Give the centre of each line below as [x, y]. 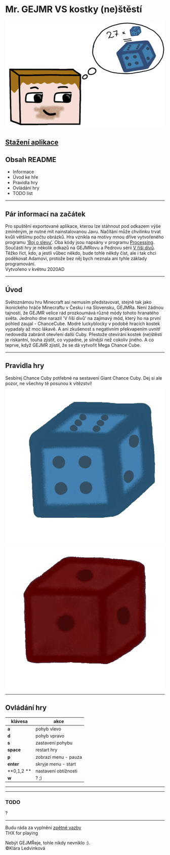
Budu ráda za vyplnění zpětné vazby [43, 828]
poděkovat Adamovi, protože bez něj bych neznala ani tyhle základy [76, 259]
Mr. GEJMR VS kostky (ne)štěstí [74, 9]
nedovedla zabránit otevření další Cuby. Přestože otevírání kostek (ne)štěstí [84, 334]
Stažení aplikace [32, 142]
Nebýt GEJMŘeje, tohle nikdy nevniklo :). [48, 843]
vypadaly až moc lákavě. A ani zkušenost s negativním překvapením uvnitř [83, 329]
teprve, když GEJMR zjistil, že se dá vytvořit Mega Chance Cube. [73, 345]
